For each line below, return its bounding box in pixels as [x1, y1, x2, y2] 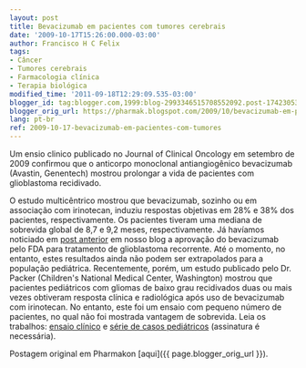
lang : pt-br [9, 115, 55, 124]
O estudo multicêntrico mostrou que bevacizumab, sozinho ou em [9, 195, 258, 206]
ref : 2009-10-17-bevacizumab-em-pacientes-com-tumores [9, 124, 222, 133]
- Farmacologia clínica [9, 73, 100, 82]
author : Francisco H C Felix [9, 38, 120, 48]
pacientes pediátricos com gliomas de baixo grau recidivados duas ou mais [9, 282, 293, 292]
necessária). [9, 331, 56, 342]
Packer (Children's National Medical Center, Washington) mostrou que [9, 272, 273, 283]
